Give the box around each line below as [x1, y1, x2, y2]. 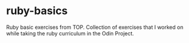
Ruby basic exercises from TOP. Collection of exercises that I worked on [6, 24, 184, 31]
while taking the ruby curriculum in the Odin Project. [6, 29, 134, 37]
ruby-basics [6, 4, 68, 18]
